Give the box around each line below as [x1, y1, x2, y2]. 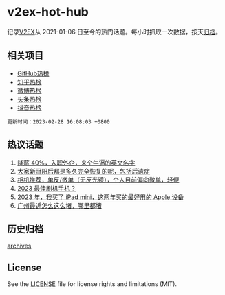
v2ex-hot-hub [7, 4, 89, 20]
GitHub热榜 [17, 69, 50, 78]
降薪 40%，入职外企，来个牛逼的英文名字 [17, 158, 136, 167]
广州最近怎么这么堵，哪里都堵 [17, 201, 102, 209]
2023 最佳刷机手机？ [17, 184, 77, 192]
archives [7, 241, 32, 250]
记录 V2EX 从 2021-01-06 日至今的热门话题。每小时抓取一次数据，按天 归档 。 [7, 27, 222, 36]
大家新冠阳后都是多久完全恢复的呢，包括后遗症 [17, 167, 150, 175]
